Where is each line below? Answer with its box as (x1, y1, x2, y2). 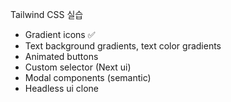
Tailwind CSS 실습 (10, 9, 84, 20)
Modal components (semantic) (24, 72, 152, 83)
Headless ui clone (24, 83, 100, 94)
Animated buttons (24, 51, 99, 62)
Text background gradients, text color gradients (24, 40, 222, 52)
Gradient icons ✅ (24, 29, 96, 40)
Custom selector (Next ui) (24, 61, 132, 73)
